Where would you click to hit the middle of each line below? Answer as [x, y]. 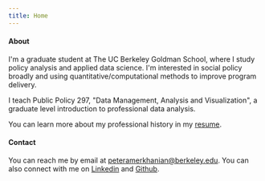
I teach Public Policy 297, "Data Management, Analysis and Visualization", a [133, 100]
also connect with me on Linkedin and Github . [84, 169]
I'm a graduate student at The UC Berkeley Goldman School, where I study [132, 59]
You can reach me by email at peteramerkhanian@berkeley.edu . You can [128, 160]
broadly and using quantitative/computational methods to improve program [132, 76]
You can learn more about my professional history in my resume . [115, 124]
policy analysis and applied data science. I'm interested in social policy [125, 67]
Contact [22, 143]
